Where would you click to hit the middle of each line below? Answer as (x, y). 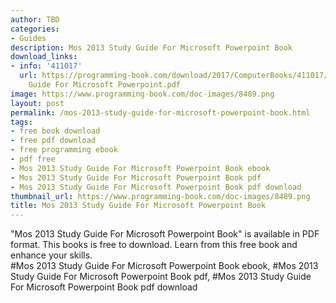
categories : (35, 29)
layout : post (37, 103)
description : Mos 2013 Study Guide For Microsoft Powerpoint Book (151, 47)
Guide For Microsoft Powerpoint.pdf (105, 85)
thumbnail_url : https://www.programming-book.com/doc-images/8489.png (160, 196)
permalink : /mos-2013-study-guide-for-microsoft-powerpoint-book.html (160, 112)
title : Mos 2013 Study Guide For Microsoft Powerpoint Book (138, 206)
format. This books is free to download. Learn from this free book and (154, 245)
